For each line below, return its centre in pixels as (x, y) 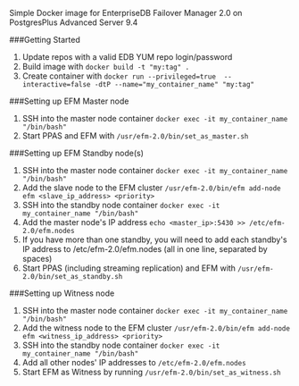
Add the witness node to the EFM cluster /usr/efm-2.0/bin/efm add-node (156, 328)
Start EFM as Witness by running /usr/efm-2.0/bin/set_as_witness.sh (151, 372)
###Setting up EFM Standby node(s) (77, 153)
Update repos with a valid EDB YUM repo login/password (127, 57)
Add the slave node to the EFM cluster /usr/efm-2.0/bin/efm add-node (151, 188)
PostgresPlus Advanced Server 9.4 (74, 22)
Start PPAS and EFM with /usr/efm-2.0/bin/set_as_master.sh (135, 136)
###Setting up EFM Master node (69, 101)
